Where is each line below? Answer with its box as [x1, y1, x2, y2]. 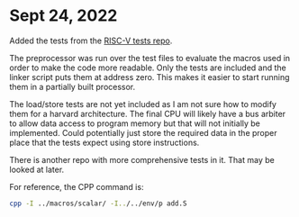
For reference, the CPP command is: [9, 181, 144, 192]
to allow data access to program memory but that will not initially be [9, 118, 261, 129]
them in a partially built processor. [9, 81, 136, 92]
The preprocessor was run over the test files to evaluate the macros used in [9, 52, 291, 63]
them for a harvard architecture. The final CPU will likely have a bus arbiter [9, 108, 286, 119]
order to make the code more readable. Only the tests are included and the [9, 62, 286, 73]
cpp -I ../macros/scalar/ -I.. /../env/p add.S [9, 199, 187, 208]
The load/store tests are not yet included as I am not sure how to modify [9, 98, 277, 109]
